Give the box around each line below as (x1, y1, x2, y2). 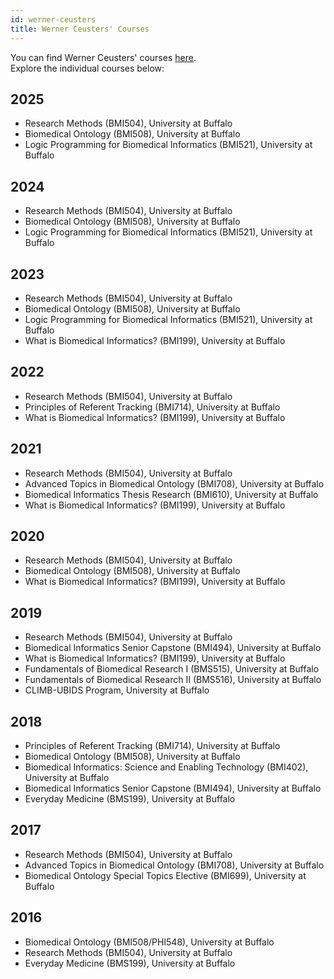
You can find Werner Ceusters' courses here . (10, 51, 197, 63)
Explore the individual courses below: (10, 62, 165, 74)
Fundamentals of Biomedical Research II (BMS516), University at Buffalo (24, 674, 322, 686)
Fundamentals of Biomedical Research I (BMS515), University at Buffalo (24, 663, 320, 675)
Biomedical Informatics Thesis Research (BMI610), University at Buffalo (24, 488, 319, 500)
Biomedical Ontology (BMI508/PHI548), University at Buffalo (24, 936, 275, 948)
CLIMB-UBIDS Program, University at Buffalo (24, 684, 210, 696)
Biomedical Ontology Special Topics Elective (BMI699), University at (24, 869, 307, 881)
